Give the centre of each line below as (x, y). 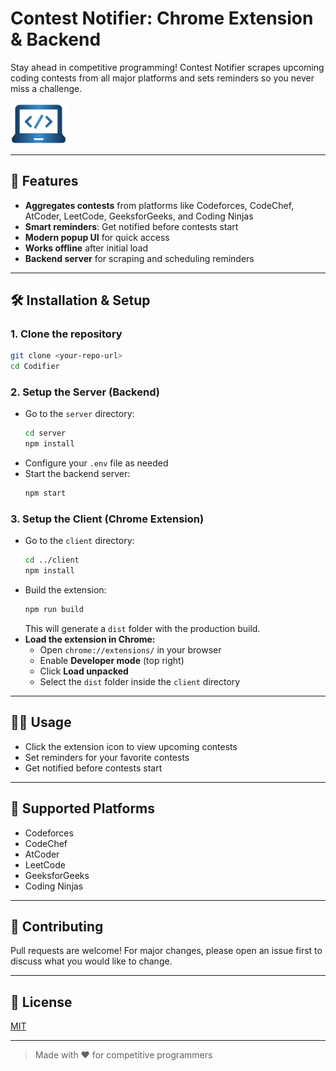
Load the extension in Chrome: (90, 639)
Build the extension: (65, 590)
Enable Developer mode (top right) (112, 661)
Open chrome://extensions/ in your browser (130, 650)
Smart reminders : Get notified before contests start (131, 226)
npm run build (54, 610)
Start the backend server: (77, 474)
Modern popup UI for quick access (97, 237)
